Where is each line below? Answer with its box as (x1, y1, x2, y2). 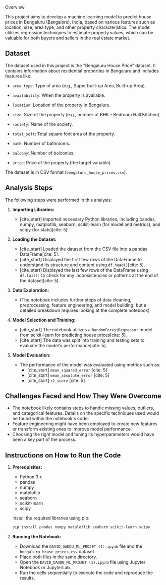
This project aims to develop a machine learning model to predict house (5, 14, 152, 19)
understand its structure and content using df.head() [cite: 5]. (19, 262, 145, 268)
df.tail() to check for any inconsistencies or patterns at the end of (19, 272, 159, 278)
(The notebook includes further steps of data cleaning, (19, 296, 132, 302)
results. (19, 575, 35, 581)
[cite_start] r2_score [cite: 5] (27, 377, 85, 383)
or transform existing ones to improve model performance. (12, 426, 132, 432)
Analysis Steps (5, 184, 53, 192)
